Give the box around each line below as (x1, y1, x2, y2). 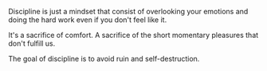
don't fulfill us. (8, 39, 56, 48)
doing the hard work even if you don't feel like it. (8, 15, 167, 24)
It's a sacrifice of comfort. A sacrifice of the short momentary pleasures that (8, 31, 259, 39)
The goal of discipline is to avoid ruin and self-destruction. (8, 54, 200, 63)
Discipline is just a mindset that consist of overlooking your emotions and (8, 7, 249, 16)
